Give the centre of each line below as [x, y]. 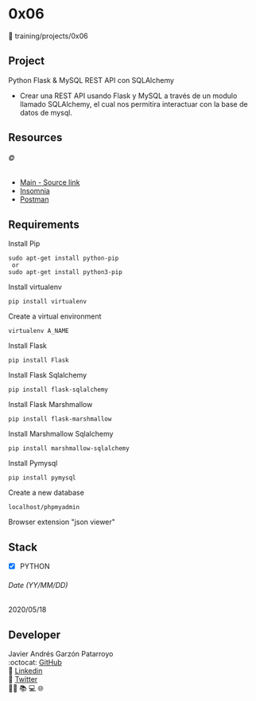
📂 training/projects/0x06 [48, 36]
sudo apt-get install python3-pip [66, 272]
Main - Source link [50, 182]
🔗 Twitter [23, 679]
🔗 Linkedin [25, 671]
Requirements [44, 224]
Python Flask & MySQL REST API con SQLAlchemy [91, 80]
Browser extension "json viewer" [62, 522]
